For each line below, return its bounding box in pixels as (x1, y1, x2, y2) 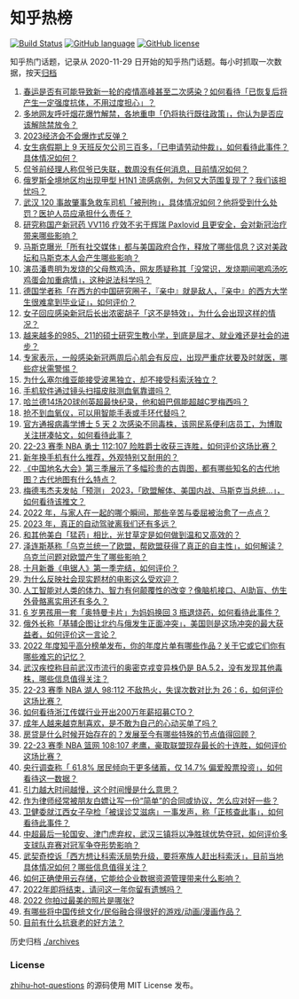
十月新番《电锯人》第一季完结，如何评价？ (22, 562, 179, 573)
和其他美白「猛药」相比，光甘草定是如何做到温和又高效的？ (22, 529, 241, 540)
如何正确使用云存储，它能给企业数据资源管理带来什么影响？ (22, 872, 241, 883)
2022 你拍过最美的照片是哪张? (22, 894, 135, 905)
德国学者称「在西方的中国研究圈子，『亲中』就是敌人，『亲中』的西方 (22, 285, 272, 296)
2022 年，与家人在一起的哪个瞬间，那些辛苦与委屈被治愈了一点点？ (22, 507, 271, 518)
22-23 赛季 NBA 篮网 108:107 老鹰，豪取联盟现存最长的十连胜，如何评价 (22, 739, 287, 750)
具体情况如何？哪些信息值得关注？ (22, 862, 148, 872)
